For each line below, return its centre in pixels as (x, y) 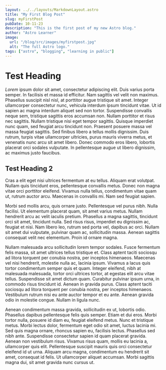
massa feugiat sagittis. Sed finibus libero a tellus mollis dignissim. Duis (77, 132)
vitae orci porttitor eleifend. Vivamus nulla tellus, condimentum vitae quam (81, 191)
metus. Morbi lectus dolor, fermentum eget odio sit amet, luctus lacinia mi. (81, 325)
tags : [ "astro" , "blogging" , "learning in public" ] (59, 51)
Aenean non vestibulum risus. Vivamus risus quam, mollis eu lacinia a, (77, 341)
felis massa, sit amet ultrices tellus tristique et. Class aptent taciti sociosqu (81, 253)
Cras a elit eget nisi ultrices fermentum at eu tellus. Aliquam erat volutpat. (80, 181)
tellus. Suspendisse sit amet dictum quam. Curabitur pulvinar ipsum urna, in (82, 279)
